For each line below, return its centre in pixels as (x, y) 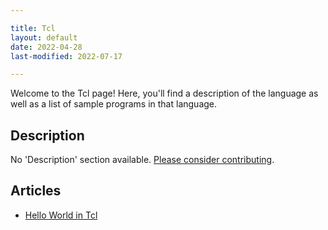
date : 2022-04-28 (46, 47)
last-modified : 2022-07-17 (66, 56)
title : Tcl (33, 28)
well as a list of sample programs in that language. (114, 104)
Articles (36, 191)
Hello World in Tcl (61, 215)
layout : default (44, 37)
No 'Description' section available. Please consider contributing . (142, 160)
